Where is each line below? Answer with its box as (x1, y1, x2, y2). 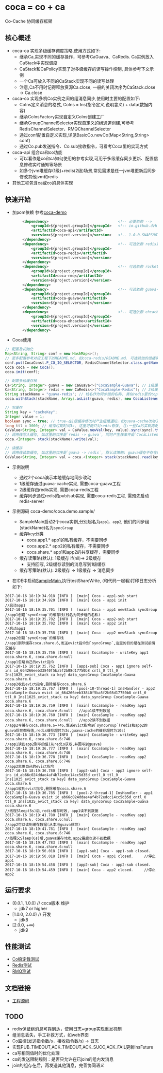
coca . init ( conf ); (5, 369, 40, 374)
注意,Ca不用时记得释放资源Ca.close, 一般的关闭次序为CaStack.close (19, 84, 156, 90)
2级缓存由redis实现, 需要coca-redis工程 (19, 487, 99, 492)
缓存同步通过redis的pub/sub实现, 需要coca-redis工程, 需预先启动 (19, 492, 149, 498)
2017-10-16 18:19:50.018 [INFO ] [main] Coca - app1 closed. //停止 (5, 854, 156, 859)
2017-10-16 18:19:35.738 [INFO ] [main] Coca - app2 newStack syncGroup (5, 630, 158, 635)
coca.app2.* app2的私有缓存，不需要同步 (26, 543, 110, 549)
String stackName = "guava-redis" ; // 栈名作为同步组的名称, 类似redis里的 (5, 392, 151, 397)
